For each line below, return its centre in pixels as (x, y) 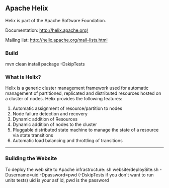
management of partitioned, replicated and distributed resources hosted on (83, 93)
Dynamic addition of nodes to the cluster (55, 124)
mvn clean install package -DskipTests (45, 64)
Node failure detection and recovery (50, 114)
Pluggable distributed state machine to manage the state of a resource (86, 130)
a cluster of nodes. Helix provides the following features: (64, 99)
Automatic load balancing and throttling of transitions (68, 141)
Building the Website (31, 158)
